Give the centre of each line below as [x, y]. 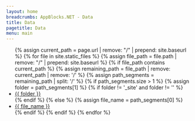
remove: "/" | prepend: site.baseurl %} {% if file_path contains [90, 63]
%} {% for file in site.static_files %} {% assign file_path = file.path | [96, 56]
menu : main [19, 33]
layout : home [22, 11]
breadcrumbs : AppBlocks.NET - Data [50, 17]
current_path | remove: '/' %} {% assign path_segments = [84, 75]
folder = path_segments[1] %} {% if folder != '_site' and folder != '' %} [99, 88]
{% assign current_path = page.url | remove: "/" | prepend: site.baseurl [100, 50]
